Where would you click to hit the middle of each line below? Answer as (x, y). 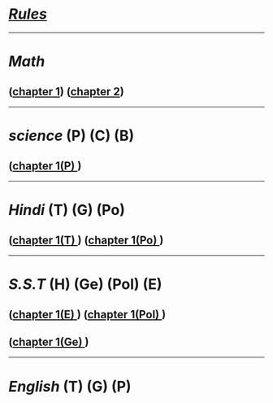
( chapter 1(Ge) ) (49, 342)
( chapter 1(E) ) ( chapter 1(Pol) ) (87, 314)
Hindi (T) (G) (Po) (67, 210)
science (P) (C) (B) (71, 136)
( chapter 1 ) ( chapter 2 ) (66, 92)
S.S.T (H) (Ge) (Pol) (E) (85, 285)
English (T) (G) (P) (70, 386)
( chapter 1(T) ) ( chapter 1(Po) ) (86, 240)
